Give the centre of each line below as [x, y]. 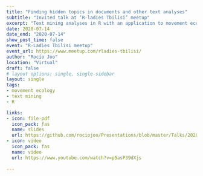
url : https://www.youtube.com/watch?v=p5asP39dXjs [77, 158]
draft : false [23, 68]
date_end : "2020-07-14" [36, 34]
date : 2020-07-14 [28, 29]
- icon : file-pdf [28, 119]
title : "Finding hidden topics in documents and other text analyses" [97, 12]
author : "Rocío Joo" [32, 57]
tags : [13, 85]
